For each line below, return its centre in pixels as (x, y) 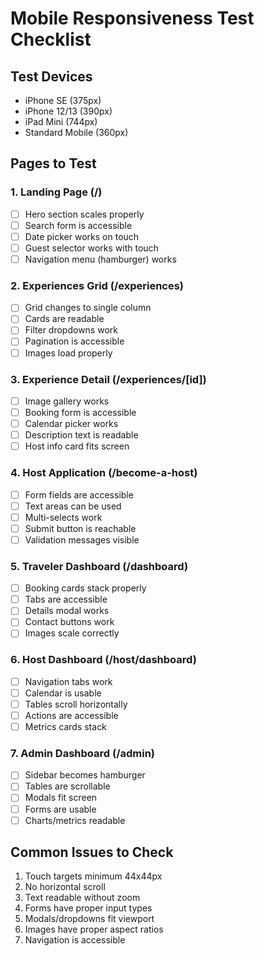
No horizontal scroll (65, 887)
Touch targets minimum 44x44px (93, 876)
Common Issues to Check (92, 852)
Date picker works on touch (82, 236)
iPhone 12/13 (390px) (68, 111)
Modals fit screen (61, 798)
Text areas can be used (73, 506)
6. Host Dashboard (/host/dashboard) (103, 660)
